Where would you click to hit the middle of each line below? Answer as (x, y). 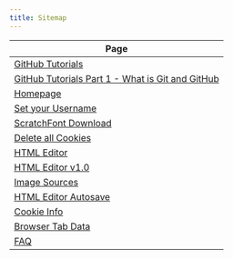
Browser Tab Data (52, 226)
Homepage (38, 94)
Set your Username (56, 108)
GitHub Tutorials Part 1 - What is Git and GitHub (117, 78)
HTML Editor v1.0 (52, 167)
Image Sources (46, 182)
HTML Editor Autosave (62, 196)
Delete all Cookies (53, 137)
